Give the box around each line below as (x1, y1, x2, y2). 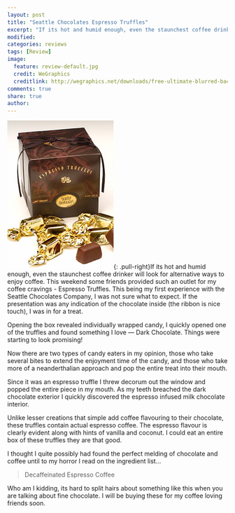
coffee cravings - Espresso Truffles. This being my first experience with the (7, 285, 225, 294)
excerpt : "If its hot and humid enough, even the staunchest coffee (7, 26, 211, 33)
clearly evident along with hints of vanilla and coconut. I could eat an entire (7, 428, 224, 437)
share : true (7, 93, 42, 100)
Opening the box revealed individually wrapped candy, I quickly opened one (7, 321, 227, 329)
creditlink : (13, 78, 49, 85)
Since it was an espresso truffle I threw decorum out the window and (7, 378, 206, 386)
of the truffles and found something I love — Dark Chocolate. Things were (7, 328, 220, 336)
